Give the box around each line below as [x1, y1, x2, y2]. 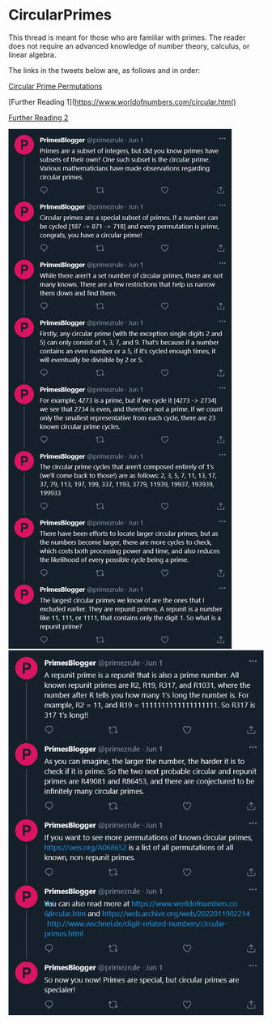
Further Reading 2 [8, 112, 69, 123]
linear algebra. [8, 50, 57, 59]
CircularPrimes [8, 6, 112, 24]
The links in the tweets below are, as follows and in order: [8, 65, 201, 75]
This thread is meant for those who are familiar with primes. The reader [8, 32, 246, 42]
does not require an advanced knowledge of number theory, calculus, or [8, 41, 250, 50]
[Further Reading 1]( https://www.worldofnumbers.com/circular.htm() [8, 97, 236, 106]
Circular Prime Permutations [8, 81, 103, 91]
